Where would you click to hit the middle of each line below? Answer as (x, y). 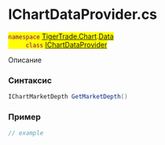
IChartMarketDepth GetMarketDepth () (68, 97)
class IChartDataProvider (66, 44)
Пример (25, 117)
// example (26, 133)
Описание (25, 60)
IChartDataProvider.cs (83, 15)
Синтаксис (30, 80)
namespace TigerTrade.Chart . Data (61, 36)
